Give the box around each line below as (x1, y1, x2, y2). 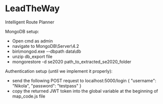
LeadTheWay (5, 3, 60, 14)
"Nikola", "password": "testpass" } (12, 83, 82, 88)
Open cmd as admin (12, 38, 53, 44)
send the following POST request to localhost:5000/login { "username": (12, 78, 157, 83)
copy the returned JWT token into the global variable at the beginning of (12, 88, 158, 94)
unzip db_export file (12, 53, 53, 59)
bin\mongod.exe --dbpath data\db (12, 48, 81, 54)
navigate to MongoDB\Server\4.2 (12, 43, 79, 49)
